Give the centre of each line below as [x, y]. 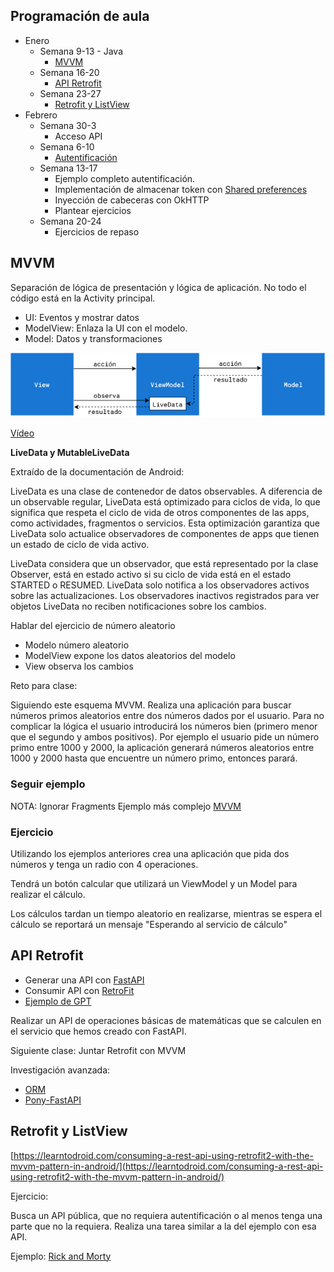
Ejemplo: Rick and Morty [61, 1256]
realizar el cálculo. [48, 895]
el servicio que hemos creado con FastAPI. [98, 1031]
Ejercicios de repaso [97, 231]
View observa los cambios [79, 666]
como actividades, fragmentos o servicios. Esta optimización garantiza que [165, 523]
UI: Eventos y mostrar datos [82, 317]
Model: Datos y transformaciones [93, 338]
